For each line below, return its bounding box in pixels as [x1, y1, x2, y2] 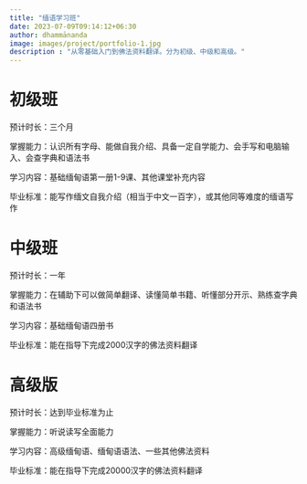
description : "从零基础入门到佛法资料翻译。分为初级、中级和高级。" [9, 47, 245, 57]
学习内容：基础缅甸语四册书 [9, 321, 114, 331]
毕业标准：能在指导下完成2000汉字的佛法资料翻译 [9, 340, 198, 350]
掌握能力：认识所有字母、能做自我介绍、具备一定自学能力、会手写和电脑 [9, 141, 281, 152]
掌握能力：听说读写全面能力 [9, 426, 114, 437]
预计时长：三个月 [9, 121, 74, 132]
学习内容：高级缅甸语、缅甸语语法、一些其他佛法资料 [9, 445, 210, 457]
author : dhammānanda [9, 30, 89, 39]
